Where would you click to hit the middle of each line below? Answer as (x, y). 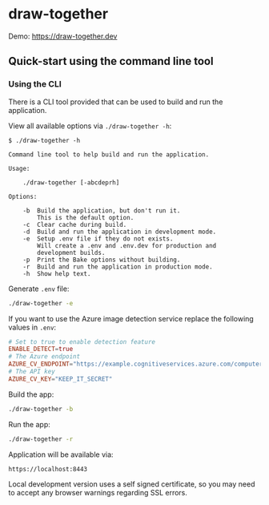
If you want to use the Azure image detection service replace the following (131, 318)
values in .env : (32, 327)
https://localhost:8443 (48, 469)
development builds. (71, 252)
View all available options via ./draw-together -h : (90, 126)
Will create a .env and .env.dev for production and (127, 245)
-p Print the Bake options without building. (102, 260)
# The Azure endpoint (44, 357)
